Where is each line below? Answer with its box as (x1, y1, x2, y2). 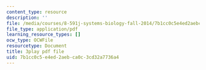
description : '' (6, 15, 48, 21)
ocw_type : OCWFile (6, 37, 53, 43)
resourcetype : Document (6, 43, 67, 49)
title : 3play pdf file (6, 49, 64, 55)
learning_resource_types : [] (6, 32, 81, 38)
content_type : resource (6, 9, 67, 15)
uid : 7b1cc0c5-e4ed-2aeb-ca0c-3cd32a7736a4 (6, 54, 120, 60)
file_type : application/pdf (6, 26, 78, 32)
